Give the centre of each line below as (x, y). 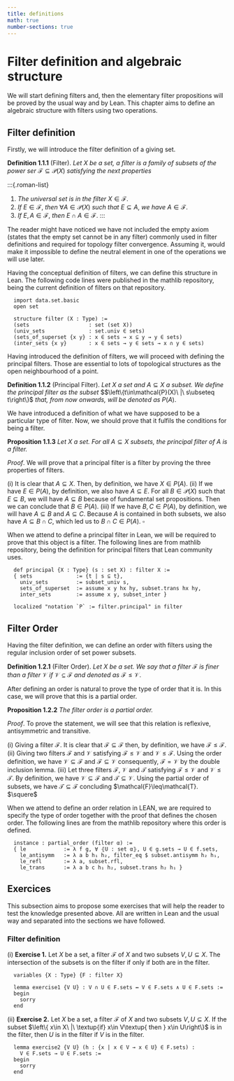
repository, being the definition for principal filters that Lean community (110, 550)
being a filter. (26, 428)
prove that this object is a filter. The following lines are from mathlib (104, 543)
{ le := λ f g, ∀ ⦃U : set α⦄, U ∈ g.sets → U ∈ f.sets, (116, 849)
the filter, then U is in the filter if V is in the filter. (76, 1035)
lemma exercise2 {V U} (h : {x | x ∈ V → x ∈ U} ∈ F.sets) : (104, 1047)
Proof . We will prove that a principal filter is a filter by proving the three (109, 463)
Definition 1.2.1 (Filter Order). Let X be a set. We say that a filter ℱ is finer (113, 667)
